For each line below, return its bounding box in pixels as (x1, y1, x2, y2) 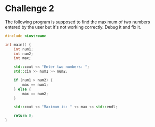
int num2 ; (14, 51, 34, 56)
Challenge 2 (5, 3, 55, 14)
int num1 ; (14, 47, 34, 51)
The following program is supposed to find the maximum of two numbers (5, 19, 151, 25)
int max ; (14, 56, 31, 61)
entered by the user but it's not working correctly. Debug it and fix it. (5, 24, 141, 30)
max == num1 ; (22, 82, 49, 87)
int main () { (5, 42, 31, 47)
